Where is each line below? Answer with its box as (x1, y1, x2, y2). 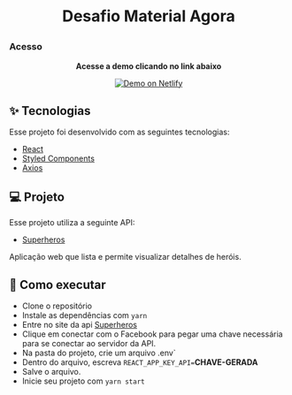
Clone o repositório (21, 300, 93, 311)
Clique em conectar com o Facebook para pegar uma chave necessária (21, 329, 283, 339)
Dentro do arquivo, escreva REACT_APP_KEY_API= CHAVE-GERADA (21, 357, 258, 368)
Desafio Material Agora (61, 6, 236, 27)
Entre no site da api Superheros (21, 320, 138, 330)
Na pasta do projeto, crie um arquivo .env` (21, 347, 176, 358)
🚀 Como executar (9, 277, 106, 292)
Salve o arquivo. (21, 367, 81, 376)
